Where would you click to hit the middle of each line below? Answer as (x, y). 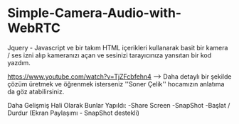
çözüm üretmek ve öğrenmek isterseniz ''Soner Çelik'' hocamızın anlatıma (116, 84)
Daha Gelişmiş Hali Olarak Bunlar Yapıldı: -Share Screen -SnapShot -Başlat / (119, 105)
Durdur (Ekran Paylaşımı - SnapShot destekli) (74, 113)
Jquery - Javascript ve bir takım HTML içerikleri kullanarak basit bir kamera (118, 47)
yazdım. (19, 62)
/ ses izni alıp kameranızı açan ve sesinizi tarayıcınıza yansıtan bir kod (110, 55)
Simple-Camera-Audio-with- (95, 13)
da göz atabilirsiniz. (36, 91)
